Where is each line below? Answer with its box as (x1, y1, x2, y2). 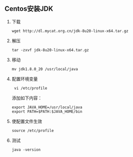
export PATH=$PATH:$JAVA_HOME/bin (11, 109, 82, 114)
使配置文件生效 (11, 118, 42, 124)
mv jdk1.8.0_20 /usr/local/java (11, 66, 78, 71)
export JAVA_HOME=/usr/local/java (11, 105, 82, 110)
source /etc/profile (11, 128, 54, 133)
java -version (11, 147, 41, 152)
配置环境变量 (11, 76, 38, 82)
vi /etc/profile (14, 86, 48, 91)
